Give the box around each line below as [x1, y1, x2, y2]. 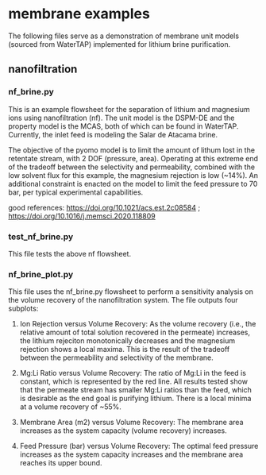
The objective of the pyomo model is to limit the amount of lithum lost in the [8, 145, 256, 155]
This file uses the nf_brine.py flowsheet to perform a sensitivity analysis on [8, 287, 254, 296]
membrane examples [8, 5, 151, 23]
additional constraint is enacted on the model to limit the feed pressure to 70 [8, 179, 258, 188]
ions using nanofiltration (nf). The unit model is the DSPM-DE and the [8, 113, 235, 122]
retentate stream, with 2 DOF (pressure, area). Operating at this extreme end [8, 153, 259, 163]
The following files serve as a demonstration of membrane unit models [8, 31, 240, 41]
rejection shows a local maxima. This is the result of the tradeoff [19, 345, 230, 354]
